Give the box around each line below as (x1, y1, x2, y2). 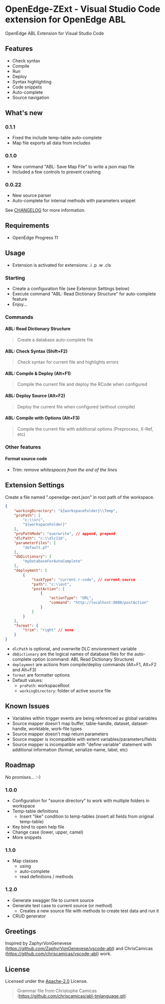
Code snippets (12, 84, 42, 90)
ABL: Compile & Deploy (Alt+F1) (5, 370, 71, 376)
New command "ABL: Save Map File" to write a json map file (12, 163, 134, 169)
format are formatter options (12, 672, 70, 678)
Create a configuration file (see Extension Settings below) (12, 285, 130, 291)
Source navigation (12, 94, 49, 100)
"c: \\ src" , (23, 518, 45, 522)
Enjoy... (12, 301, 28, 307)
